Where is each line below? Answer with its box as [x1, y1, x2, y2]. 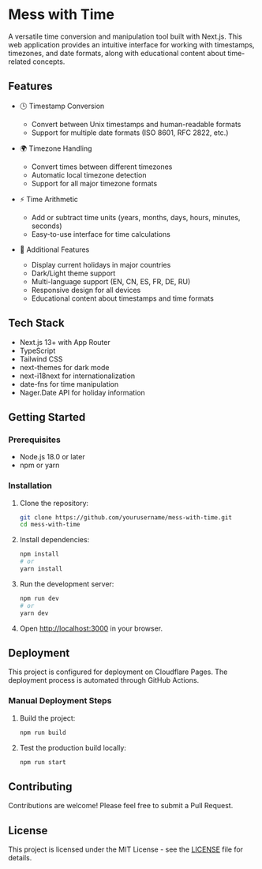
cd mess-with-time [19, 521, 80, 529]
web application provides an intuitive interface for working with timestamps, [8, 39, 255, 49]
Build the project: [19, 713, 76, 723]
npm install [19, 550, 59, 558]
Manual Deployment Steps [8, 695, 112, 706]
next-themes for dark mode [19, 362, 110, 372]
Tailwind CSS [19, 354, 63, 364]
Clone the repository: [19, 498, 89, 508]
